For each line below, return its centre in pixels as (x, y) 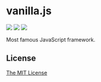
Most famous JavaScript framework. (51, 39)
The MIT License (27, 72)
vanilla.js (29, 11)
